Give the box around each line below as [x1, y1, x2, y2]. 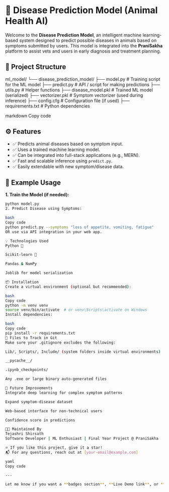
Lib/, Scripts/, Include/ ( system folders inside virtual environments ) [5, 349, 161, 354]
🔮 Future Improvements [5, 386, 53, 391]
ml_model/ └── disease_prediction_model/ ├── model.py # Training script [5, 76, 160, 82]
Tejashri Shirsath [5, 431, 44, 436]
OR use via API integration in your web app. [5, 229, 102, 234]
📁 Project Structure [5, 63, 66, 71]
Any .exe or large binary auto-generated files [5, 376, 107, 381]
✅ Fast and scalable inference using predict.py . [12, 157, 113, 163]
